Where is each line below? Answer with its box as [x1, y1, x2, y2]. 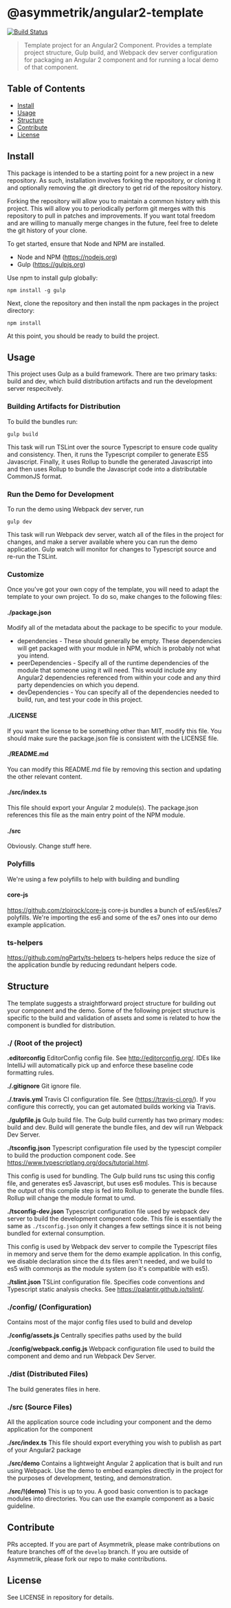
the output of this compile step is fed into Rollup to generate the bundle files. [7, 1187, 224, 1195]
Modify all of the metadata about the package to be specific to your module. [7, 624, 223, 632]
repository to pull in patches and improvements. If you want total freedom [7, 212, 215, 220]
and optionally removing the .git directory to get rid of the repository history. [7, 183, 223, 192]
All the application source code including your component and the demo [7, 1418, 212, 1426]
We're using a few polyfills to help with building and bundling [7, 875, 180, 883]
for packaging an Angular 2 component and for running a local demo [23, 55, 219, 63]
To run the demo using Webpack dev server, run [7, 505, 144, 513]
